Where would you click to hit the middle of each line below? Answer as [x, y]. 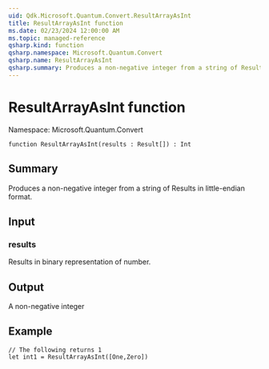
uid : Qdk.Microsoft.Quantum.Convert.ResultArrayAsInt [100, 16]
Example [30, 332]
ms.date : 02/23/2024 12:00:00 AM [64, 30]
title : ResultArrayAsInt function [66, 23]
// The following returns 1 [55, 350]
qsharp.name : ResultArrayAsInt [60, 61]
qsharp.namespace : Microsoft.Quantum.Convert [85, 53]
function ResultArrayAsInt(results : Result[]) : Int [100, 144]
